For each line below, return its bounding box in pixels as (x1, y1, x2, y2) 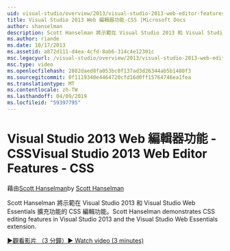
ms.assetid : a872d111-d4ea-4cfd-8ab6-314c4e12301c (7, 49, 155, 56)
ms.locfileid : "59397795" (7, 99, 81, 106)
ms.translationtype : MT (7, 80, 75, 87)
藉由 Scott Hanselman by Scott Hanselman (7, 184, 125, 192)
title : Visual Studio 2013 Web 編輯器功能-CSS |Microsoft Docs (7, 16, 186, 23)
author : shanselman (7, 23, 63, 29)
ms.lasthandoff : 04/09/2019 (7, 93, 88, 100)
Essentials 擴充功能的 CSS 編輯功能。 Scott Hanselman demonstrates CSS (7, 207, 216, 215)
